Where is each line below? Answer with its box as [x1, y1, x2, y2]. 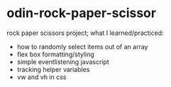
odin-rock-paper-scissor [6, 5, 157, 21]
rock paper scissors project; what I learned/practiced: [6, 29, 164, 37]
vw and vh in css [16, 73, 67, 81]
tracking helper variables [16, 65, 90, 73]
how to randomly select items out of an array [16, 42, 148, 51]
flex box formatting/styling [16, 50, 95, 58]
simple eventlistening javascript [16, 57, 109, 66]
